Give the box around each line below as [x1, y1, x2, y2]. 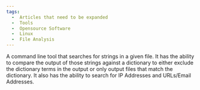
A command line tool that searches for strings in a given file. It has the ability [6, 53, 195, 60]
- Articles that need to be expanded [11, 14, 109, 20]
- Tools [11, 20, 33, 26]
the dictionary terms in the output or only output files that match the [6, 66, 173, 72]
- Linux [11, 31, 33, 37]
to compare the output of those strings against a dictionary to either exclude [6, 59, 194, 66]
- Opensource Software [11, 25, 70, 32]
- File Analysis [11, 36, 55, 42]
